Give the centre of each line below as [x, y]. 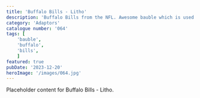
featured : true [25, 62]
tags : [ [16, 34]
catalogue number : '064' [37, 28]
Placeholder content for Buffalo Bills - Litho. [60, 90]
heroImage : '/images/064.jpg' [44, 73]
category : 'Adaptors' [33, 23]
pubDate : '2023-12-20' [34, 67]
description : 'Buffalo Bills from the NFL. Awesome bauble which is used [100, 17]
